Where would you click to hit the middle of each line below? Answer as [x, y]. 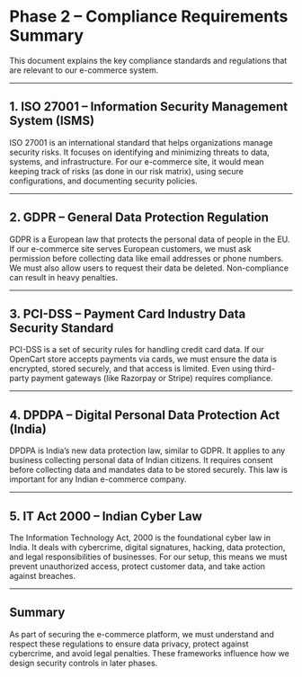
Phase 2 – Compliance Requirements [149, 17]
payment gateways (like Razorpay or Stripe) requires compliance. [152, 379]
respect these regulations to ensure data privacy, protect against [129, 644]
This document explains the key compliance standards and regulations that [148, 60]
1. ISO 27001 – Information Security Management [149, 107]
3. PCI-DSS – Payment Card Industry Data [128, 313]
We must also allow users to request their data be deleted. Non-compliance [149, 268]
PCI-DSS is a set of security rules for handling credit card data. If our [137, 350]
